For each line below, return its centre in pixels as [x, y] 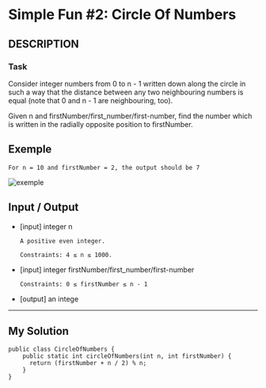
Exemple [30, 150]
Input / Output [44, 207]
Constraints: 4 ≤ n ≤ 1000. [66, 255]
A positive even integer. [62, 241]
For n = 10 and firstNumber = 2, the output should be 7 [104, 167]
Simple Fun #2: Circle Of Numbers [122, 15]
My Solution [39, 331]
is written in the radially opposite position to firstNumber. [101, 124]
